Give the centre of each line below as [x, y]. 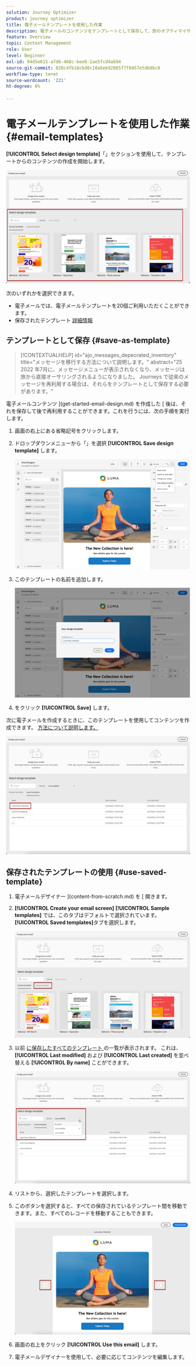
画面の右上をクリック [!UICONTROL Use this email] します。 [87, 1345]
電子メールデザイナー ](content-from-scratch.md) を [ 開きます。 [92, 897]
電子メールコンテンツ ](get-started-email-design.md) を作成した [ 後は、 [94, 403]
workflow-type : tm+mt [32, 74]
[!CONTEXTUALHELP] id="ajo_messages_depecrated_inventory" [98, 355]
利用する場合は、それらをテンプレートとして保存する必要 [120, 384]
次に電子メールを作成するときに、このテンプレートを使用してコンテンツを [95, 720]
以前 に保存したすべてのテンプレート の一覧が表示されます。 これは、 [98, 1048]
